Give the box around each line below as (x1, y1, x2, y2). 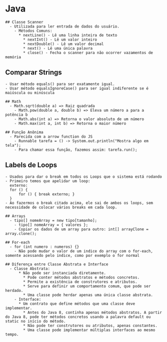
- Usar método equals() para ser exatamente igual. (5, 81, 115, 87)
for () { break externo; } (18, 191, 75, 197)
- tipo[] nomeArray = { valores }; (14, 222, 88, 227)
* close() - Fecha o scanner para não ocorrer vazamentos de (23, 50, 153, 55)
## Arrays (5, 213, 26, 218)
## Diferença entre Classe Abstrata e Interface (5, 261, 108, 267)
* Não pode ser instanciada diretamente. (18, 270, 106, 275)
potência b (5, 112, 28, 117)
